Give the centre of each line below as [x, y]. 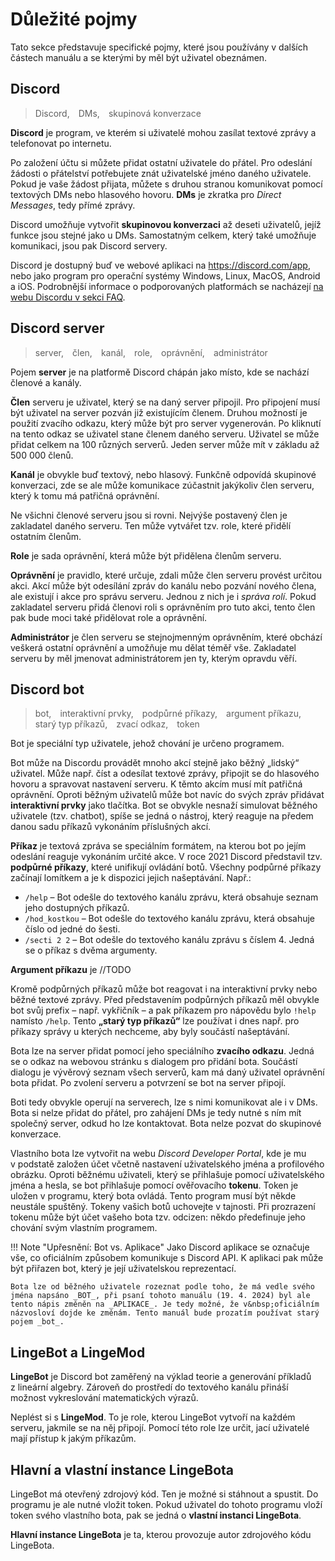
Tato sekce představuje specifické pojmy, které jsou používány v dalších [159, 47]
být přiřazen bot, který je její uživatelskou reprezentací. [123, 1269]
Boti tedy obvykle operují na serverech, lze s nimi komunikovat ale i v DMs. [164, 1102]
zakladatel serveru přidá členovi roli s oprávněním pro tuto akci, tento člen [163, 607]
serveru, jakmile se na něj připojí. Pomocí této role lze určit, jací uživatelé [160, 1428]
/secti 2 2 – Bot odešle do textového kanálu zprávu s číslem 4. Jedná [169, 940]
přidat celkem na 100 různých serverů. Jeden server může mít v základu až [165, 444]
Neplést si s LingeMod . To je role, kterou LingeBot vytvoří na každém [153, 1417]
